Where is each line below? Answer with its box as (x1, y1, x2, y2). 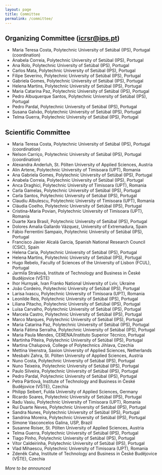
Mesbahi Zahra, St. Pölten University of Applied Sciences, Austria (12, 353, 143, 358)
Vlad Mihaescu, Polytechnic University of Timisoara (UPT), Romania (12, 445, 148, 451)
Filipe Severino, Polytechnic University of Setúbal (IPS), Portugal (12, 73, 141, 79)
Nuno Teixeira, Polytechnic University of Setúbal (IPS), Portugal (12, 363, 139, 369)
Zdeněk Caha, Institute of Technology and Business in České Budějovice (12, 451, 158, 457)
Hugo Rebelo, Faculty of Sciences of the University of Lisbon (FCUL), (12, 260, 151, 265)
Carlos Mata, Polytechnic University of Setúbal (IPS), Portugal (12, 68, 136, 73)
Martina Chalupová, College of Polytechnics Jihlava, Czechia (12, 342, 134, 348)
